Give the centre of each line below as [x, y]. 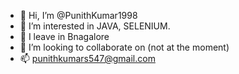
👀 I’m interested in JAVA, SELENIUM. [95, 26]
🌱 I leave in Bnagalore [64, 36]
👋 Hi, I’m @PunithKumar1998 [78, 15]
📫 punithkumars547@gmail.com [87, 58]
